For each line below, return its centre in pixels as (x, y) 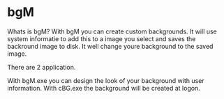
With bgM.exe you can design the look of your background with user (106, 80)
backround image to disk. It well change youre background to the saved (110, 46)
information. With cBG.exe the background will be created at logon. (104, 88)
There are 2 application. (42, 67)
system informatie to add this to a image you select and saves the (102, 38)
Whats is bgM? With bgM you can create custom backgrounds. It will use (112, 31)
